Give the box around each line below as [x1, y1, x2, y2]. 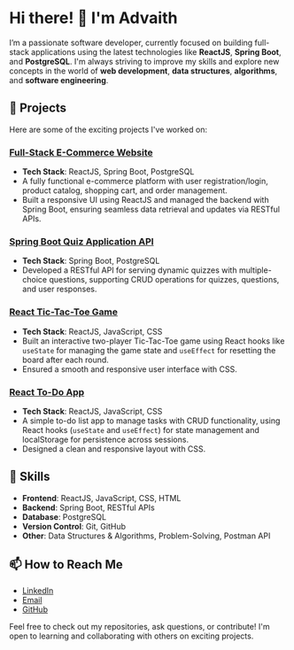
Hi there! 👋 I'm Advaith [9, 8, 178, 28]
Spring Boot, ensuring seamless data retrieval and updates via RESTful [21, 204, 281, 215]
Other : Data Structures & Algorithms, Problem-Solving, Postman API [21, 530, 271, 541]
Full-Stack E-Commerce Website [9, 146, 153, 159]
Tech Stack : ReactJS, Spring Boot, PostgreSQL [21, 166, 195, 177]
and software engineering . [9, 74, 109, 85]
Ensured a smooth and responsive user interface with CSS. [21, 363, 237, 375]
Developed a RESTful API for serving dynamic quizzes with [21, 265, 237, 275]
